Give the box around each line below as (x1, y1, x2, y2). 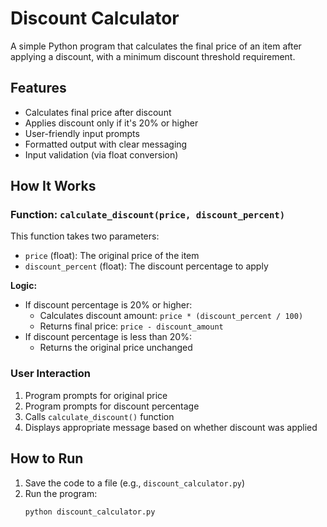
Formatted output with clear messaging (24, 138, 188, 150)
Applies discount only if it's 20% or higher (24, 117, 199, 129)
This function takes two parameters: (10, 230, 160, 242)
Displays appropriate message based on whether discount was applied (24, 421, 318, 433)
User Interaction (10, 367, 91, 381)
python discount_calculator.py (24, 507, 156, 517)
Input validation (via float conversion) (24, 148, 179, 161)
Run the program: (24, 487, 98, 499)
